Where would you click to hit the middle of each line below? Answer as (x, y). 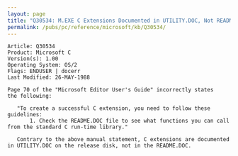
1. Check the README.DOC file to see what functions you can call (130, 121)
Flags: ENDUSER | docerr (44, 72)
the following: (30, 96)
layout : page (27, 14)
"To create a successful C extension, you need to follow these (114, 108)
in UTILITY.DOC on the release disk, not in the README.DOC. (100, 146)
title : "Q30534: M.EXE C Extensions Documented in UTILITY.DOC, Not (110, 21)
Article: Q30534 (31, 47)
